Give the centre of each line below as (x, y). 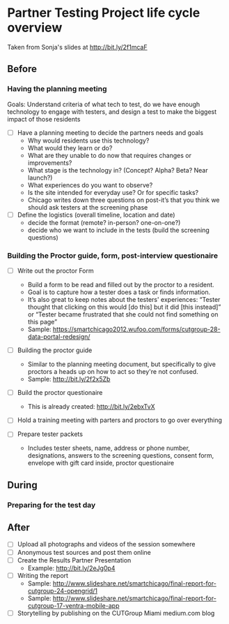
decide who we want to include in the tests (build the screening (119, 230)
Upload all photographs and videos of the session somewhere (106, 544)
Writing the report (42, 575)
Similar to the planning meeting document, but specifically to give (121, 364)
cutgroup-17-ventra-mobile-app (73, 605)
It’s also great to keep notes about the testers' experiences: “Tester (124, 300)
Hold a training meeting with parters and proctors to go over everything (120, 420)
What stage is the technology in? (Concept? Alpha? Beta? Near (118, 170)
